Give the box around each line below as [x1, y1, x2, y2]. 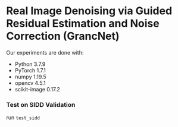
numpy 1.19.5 [14, 73, 46, 80]
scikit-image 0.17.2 [14, 85, 61, 93]
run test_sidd [6, 114, 40, 121]
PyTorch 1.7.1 [14, 66, 46, 74]
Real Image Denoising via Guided [6, 4, 173, 18]
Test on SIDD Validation [6, 100, 76, 109]
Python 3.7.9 [14, 61, 46, 68]
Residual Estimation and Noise [6, 17, 160, 30]
